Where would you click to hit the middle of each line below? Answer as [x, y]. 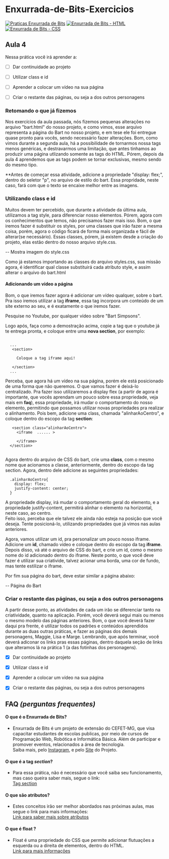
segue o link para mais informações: [50, 812]
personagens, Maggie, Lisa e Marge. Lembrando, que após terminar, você [82, 637]
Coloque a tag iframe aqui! [46, 358]
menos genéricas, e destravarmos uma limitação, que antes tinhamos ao [81, 149]
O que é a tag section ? [29, 761]
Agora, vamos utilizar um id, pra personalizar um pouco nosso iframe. [78, 539]
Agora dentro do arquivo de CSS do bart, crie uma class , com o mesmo [80, 459]
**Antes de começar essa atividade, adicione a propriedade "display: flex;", [84, 175]
